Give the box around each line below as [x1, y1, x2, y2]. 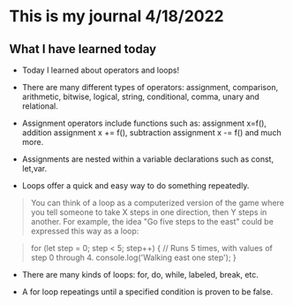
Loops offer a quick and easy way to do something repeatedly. [21, 180, 250, 191]
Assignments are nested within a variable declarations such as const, [21, 154, 274, 164]
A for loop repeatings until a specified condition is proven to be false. [21, 287, 274, 297]
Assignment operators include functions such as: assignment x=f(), [21, 118, 267, 128]
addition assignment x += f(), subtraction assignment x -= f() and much [21, 127, 282, 138]
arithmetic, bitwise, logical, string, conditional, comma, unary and [21, 91, 260, 102]
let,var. [21, 164, 48, 173]
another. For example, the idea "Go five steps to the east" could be [30, 217, 274, 226]
